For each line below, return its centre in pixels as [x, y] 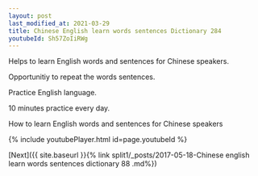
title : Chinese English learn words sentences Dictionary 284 [115, 31]
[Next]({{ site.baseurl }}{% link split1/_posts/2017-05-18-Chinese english [129, 155]
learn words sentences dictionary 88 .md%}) [83, 164]
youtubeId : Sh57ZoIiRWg [48, 38]
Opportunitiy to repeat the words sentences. [82, 77]
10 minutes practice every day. [59, 108]
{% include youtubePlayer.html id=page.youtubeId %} [98, 140]
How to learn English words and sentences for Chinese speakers [116, 124]
